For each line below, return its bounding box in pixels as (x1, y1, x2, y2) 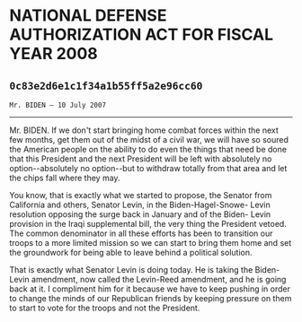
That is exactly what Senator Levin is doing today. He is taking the (9, 265, 253, 274)
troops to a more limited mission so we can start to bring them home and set (9, 238, 292, 248)
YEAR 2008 (9, 44, 99, 64)
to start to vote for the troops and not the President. (9, 302, 200, 313)
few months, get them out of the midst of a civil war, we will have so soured (9, 135, 289, 144)
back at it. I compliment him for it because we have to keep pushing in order (9, 283, 290, 294)
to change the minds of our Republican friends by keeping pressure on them (9, 293, 292, 303)
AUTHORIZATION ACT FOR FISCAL (9, 24, 274, 45)
